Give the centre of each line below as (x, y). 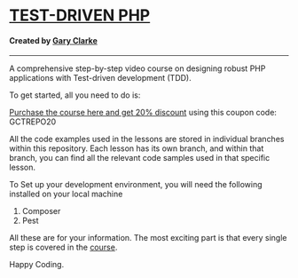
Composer (41, 211)
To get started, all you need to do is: (75, 95)
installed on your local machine (66, 194)
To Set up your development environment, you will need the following (136, 185)
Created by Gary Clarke (53, 40)
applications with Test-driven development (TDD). (101, 78)
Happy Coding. (37, 265)
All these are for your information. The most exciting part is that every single (148, 238)
